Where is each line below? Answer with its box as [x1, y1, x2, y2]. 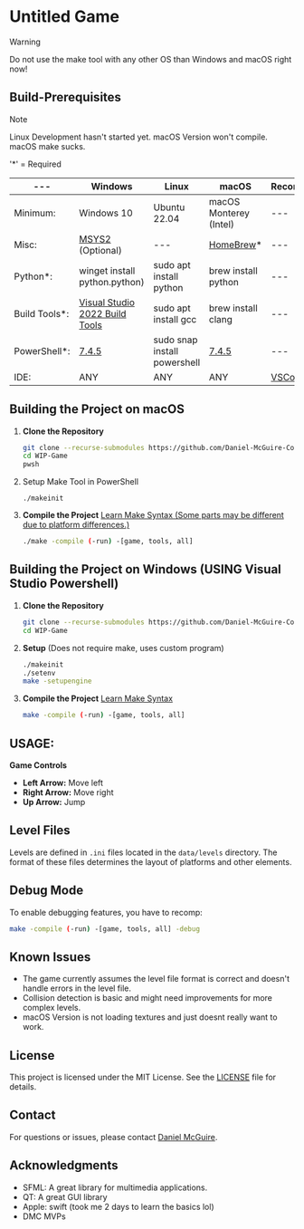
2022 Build [79, 307, 127, 320]
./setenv [22, 668, 56, 677]
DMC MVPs [22, 1211, 66, 1222]
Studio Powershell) [9, 576, 119, 591]
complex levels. [22, 1003, 81, 1013]
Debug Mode [9, 883, 84, 898]
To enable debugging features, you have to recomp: [9, 907, 203, 917]
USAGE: [9, 735, 55, 751]
